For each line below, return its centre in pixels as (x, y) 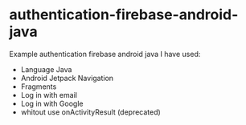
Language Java (46, 69)
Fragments (39, 87)
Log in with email (49, 95)
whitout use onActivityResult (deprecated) (91, 112)
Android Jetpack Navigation (67, 78)
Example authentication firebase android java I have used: (105, 54)
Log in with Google (52, 103)
